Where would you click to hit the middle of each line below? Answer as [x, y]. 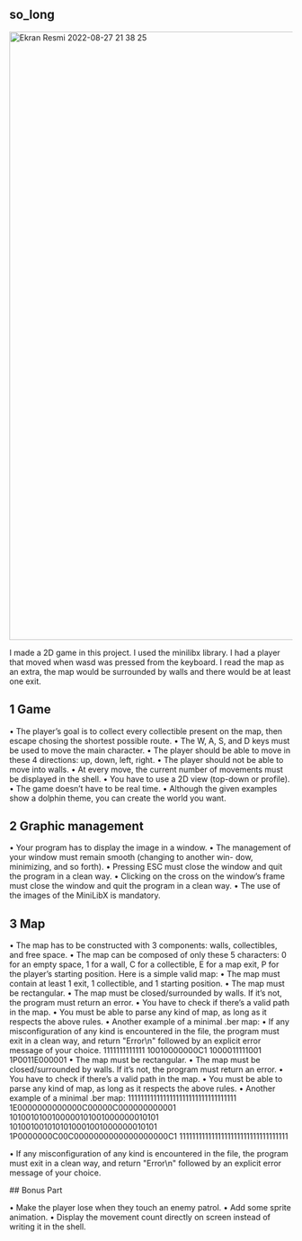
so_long [32, 15]
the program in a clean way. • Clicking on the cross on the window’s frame [147, 876]
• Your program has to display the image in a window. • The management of [150, 847]
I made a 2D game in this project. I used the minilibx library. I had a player [145, 652]
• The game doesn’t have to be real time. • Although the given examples [143, 788]
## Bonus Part [36, 1191]
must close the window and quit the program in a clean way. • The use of [145, 886]
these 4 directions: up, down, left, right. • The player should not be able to [147, 759]
